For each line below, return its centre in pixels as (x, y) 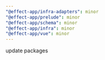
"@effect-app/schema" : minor (42, 23)
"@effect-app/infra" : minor (40, 28)
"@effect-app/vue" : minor (37, 34)
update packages (27, 50)
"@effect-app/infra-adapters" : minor (52, 12)
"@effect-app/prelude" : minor (43, 17)
